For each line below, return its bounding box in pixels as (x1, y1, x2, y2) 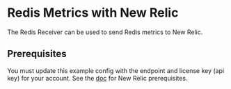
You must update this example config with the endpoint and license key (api (7, 66, 225, 74)
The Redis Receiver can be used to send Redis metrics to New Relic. (7, 28, 203, 36)
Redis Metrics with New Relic (7, 5, 179, 21)
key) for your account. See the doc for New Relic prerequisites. (7, 74, 188, 82)
